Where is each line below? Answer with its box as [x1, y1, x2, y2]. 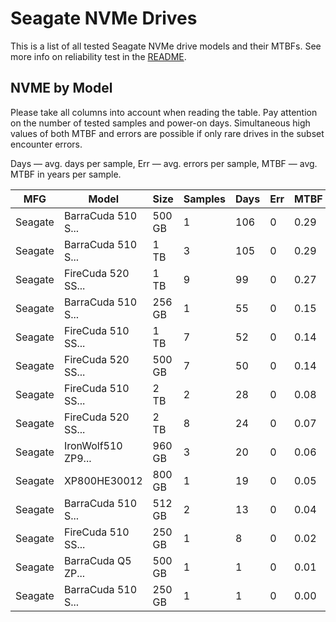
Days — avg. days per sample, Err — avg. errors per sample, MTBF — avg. [10, 157, 318, 169]
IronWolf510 [63, 438, 123, 452]
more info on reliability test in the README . [10, 50, 187, 62]
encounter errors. [10, 138, 83, 150]
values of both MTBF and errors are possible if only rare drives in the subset [10, 127, 325, 139]
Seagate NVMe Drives [10, 7, 198, 30]
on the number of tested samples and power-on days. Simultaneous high [10, 117, 311, 129]
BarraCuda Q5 [63, 553, 132, 567]
